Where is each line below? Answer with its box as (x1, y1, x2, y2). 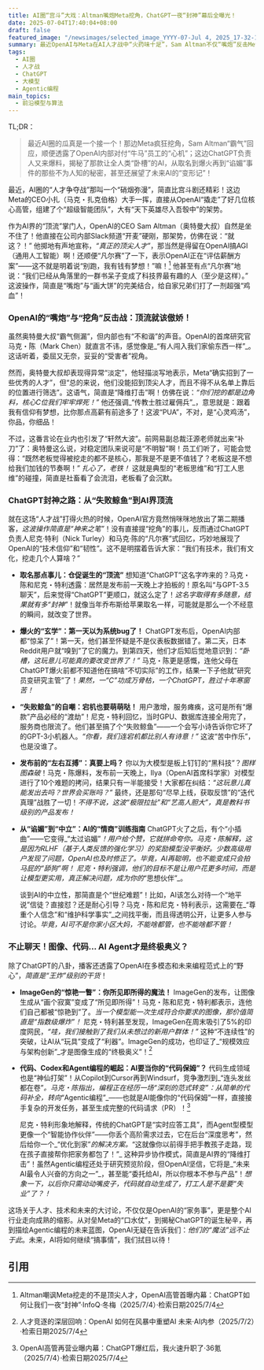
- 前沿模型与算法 (15, 99, 64, 107)
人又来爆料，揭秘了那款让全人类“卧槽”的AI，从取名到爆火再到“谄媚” (27, 158, 246, 168)
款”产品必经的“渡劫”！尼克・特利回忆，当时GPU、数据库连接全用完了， (19, 712, 251, 721)
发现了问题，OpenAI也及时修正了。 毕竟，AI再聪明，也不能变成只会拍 (26, 853, 251, 863)
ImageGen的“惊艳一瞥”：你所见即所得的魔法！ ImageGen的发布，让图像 (19, 987, 255, 997)
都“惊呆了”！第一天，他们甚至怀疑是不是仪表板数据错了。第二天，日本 (19, 636, 247, 646)
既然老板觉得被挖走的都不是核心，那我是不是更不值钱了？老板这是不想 (24, 454, 253, 463)
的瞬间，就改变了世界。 (19, 609, 96, 619)
